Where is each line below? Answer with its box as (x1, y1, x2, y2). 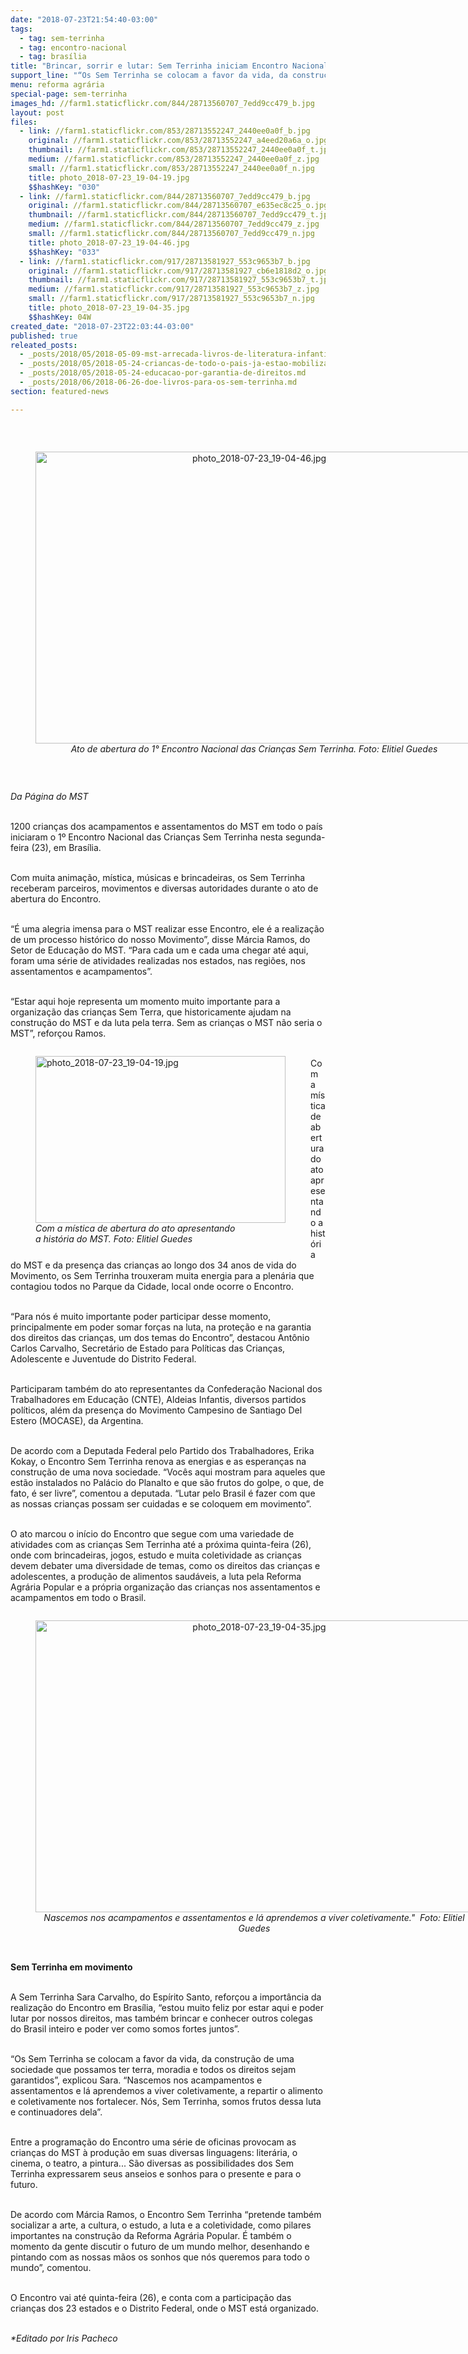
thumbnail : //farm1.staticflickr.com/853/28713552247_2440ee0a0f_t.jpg (28, 145, 333, 155)
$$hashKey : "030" (28, 182, 101, 192)
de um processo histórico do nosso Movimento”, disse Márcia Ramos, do (10, 933, 311, 945)
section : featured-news (10, 386, 110, 396)
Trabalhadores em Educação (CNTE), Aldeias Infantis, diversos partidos (10, 1393, 307, 1405)
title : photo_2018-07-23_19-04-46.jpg (28, 237, 190, 248)
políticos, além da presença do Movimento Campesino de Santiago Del (10, 1404, 303, 1416)
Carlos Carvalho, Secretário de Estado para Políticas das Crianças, (10, 1342, 286, 1354)
